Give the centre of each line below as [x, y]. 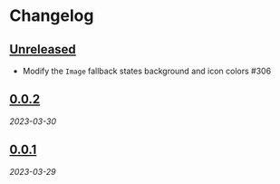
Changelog [52, 16]
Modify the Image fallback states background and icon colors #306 [147, 71]
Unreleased [43, 49]
